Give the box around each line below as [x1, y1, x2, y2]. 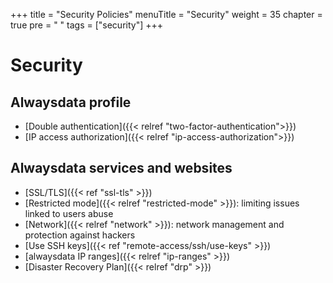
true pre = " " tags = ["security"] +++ [10, 19, 164, 31]
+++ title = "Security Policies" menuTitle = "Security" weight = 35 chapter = [10, 9, 323, 20]
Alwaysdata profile [10, 94, 132, 111]
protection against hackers [24, 229, 136, 241]
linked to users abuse [24, 207, 114, 219]
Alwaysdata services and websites [10, 160, 233, 177]
